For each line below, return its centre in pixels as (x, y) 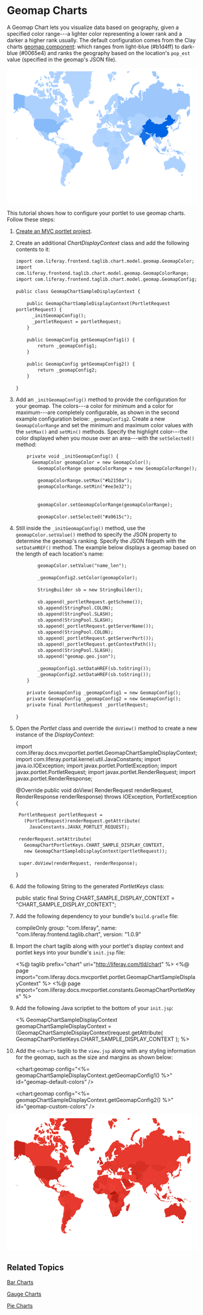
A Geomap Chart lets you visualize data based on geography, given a (93, 27)
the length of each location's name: (60, 554)
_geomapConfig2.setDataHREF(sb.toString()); (95, 675)
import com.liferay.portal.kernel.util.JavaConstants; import (88, 759)
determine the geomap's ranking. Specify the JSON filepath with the (101, 541)
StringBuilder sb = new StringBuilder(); (91, 590)
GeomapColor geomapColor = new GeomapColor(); (92, 463)
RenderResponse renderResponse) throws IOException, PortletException (106, 797)
